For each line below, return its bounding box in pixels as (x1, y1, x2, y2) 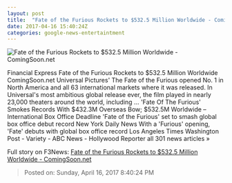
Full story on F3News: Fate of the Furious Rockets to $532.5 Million (7, 148, 198, 156)
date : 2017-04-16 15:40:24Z (7, 23, 88, 30)
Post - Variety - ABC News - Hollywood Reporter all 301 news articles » (7, 135, 211, 143)
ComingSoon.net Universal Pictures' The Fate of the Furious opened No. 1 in (7, 76, 224, 85)
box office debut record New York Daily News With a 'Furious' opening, (7, 120, 211, 128)
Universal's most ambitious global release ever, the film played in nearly (7, 91, 212, 99)
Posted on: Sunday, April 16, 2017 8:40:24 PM (23, 169, 154, 177)
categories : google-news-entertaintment (7, 29, 126, 36)
